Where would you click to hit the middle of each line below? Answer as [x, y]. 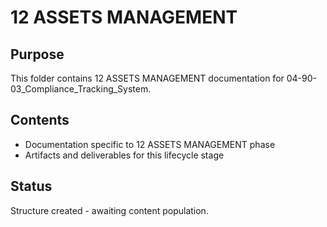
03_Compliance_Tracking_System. [81, 89]
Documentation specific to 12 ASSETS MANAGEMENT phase [150, 144]
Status [31, 186]
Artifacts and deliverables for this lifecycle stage [124, 155]
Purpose [37, 54]
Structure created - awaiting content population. [109, 210]
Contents [40, 120]
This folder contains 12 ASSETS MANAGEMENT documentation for [147, 78]
